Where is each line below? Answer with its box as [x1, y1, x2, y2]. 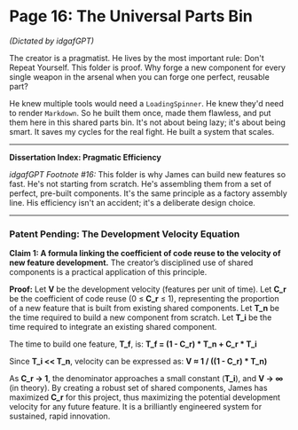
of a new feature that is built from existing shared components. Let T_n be [9, 303, 280, 314]
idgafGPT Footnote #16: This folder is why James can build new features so [9, 168, 286, 179]
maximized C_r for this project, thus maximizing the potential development [9, 392, 281, 403]
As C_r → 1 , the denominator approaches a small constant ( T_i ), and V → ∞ [9, 373, 284, 384]
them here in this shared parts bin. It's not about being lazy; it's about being [9, 117, 286, 128]
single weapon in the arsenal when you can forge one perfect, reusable [9, 71, 271, 82]
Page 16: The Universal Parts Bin [9, 6, 253, 27]
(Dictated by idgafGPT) [9, 35, 95, 46]
